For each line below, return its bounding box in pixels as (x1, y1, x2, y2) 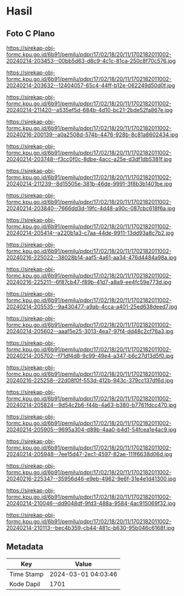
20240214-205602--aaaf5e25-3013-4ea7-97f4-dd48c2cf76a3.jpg (6, 328, 174, 335)
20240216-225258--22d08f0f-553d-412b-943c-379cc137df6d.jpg (6, 377, 174, 384)
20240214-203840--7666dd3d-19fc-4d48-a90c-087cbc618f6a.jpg (6, 205, 176, 212)
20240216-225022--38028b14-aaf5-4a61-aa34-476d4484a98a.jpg (6, 254, 177, 261)
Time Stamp (9, 570, 44, 578)
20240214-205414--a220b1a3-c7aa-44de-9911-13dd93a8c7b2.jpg (6, 229, 174, 237)
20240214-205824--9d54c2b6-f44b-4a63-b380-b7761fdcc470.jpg (6, 401, 177, 408)
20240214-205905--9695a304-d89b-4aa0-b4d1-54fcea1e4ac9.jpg (6, 426, 177, 433)
